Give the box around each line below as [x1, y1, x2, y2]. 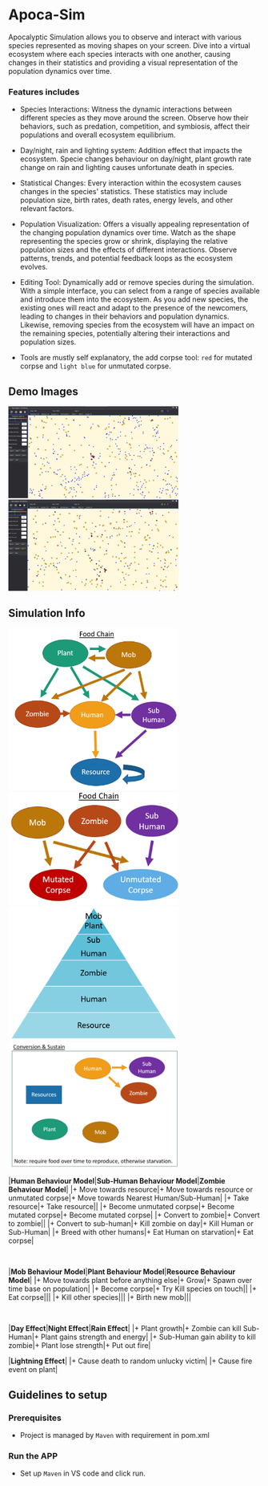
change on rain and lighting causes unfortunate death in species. [19, 163, 234, 173]
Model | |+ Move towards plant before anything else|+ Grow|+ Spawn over [8, 1276, 253, 1285]
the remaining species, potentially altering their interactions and [19, 329, 230, 339]
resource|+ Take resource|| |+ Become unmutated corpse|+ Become [8, 1202, 235, 1212]
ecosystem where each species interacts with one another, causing [8, 49, 230, 59]
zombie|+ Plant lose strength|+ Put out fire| [8, 1341, 151, 1350]
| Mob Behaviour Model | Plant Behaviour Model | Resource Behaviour [8, 1267, 236, 1277]
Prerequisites [8, 1412, 62, 1423]
